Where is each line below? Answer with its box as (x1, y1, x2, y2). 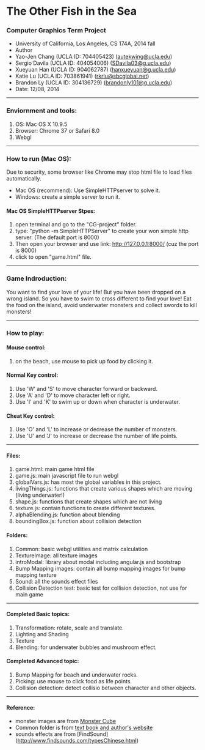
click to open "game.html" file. (15, 253, 92, 261)
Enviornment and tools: (6, 106, 77, 115)
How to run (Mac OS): (6, 154, 71, 163)
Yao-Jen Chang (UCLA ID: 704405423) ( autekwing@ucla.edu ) (15, 53, 173, 61)
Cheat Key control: (6, 412, 55, 420)
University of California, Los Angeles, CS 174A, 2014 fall (15, 40, 156, 47)
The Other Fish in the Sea (6, 4, 137, 18)
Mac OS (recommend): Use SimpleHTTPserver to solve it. (15, 187, 160, 194)
